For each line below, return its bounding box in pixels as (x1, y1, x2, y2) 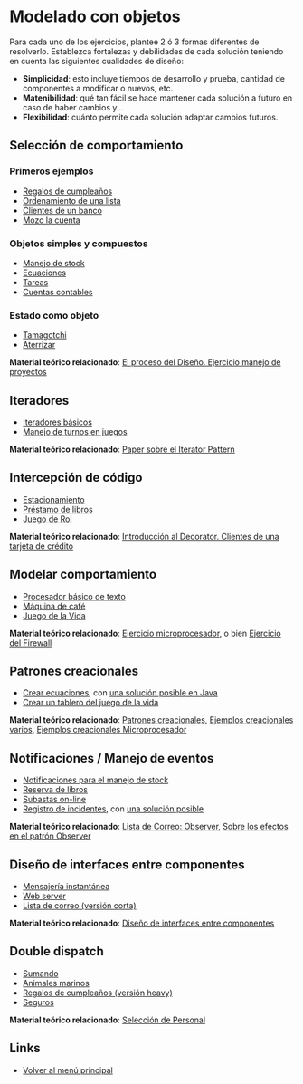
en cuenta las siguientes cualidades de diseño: (9, 55, 184, 66)
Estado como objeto (9, 309, 99, 321)
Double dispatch (9, 944, 104, 959)
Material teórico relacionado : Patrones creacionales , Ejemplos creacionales (9, 715, 294, 725)
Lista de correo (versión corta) (22, 900, 137, 911)
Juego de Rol (22, 513, 72, 524)
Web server (22, 890, 66, 902)
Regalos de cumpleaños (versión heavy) (22, 987, 174, 998)
